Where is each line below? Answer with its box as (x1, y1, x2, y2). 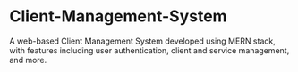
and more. (9, 54, 47, 65)
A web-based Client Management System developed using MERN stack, (9, 36, 276, 46)
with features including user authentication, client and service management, (9, 44, 290, 55)
